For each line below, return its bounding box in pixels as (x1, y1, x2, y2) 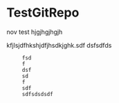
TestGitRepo (6, 5, 80, 21)
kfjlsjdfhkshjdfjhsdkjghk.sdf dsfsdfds (6, 41, 112, 49)
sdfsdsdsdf (21, 91, 53, 97)
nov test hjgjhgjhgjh (6, 28, 63, 36)
